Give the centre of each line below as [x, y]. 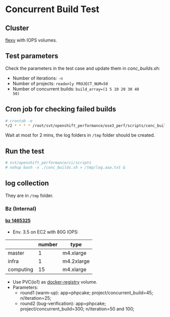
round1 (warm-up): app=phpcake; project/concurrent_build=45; [87, 293]
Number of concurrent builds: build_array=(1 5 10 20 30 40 [76, 89]
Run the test [25, 151]
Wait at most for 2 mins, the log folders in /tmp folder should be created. [80, 135]
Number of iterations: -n [38, 78]
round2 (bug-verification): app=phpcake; [63, 303]
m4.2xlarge [76, 261]
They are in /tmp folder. [29, 195]
